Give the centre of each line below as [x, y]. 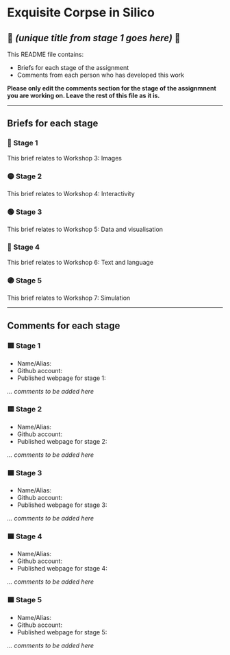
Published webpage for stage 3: [62, 505]
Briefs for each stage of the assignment [73, 68]
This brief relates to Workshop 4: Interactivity [71, 193]
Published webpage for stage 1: [61, 378]
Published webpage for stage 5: [62, 632]
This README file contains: [46, 54]
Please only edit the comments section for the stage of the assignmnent [112, 88]
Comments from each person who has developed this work [101, 75]
